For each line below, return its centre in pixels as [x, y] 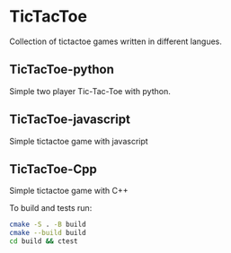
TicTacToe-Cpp [53, 169]
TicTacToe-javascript [70, 120]
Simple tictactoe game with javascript [79, 141]
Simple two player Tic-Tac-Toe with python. [90, 91]
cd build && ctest [44, 241]
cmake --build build [48, 233]
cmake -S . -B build [48, 225]
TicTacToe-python [62, 70]
